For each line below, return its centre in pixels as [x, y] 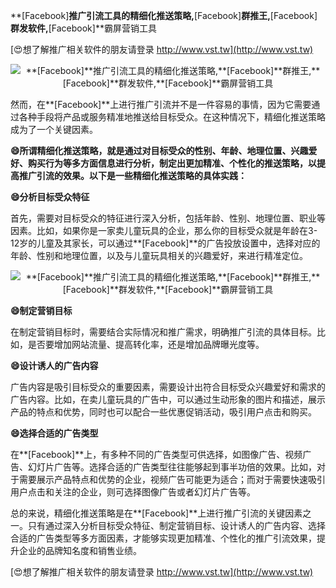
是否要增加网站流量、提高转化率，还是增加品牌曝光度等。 [146, 344]
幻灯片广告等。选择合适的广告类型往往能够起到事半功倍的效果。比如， [172, 467]
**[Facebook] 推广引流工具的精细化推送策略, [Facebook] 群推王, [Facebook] [164, 15]
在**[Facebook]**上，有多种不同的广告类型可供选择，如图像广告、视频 [156, 454]
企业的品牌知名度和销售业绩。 [80, 550]
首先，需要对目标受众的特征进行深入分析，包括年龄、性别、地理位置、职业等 [168, 218]
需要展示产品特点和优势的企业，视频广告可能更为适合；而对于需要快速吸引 [172, 479]
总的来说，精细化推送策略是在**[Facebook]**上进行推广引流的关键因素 [156, 513]
